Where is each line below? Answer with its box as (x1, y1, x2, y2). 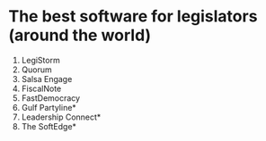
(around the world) (8, 25, 152, 46)
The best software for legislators (8, 6, 258, 27)
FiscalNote (21, 83, 62, 94)
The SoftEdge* (21, 120, 77, 131)
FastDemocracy (21, 92, 81, 104)
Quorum (21, 64, 52, 75)
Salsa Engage (21, 73, 73, 84)
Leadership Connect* (21, 112, 102, 122)
